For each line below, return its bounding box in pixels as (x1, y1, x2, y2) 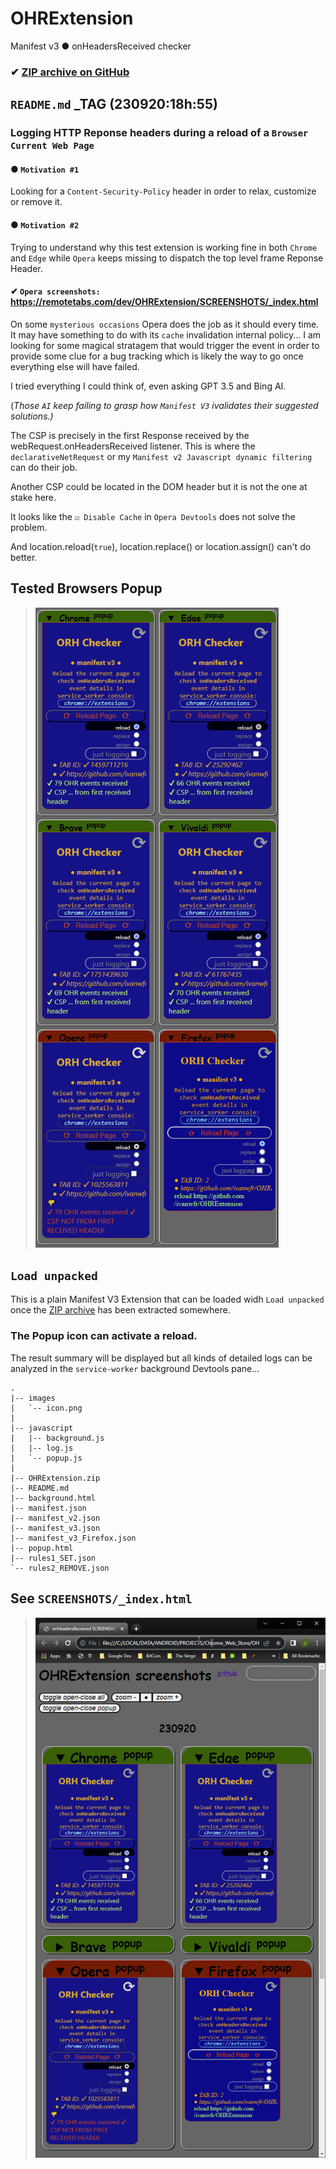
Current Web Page (10, 140, 95, 152)
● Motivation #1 (10, 163, 80, 175)
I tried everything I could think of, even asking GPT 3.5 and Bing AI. (10, 380, 287, 392)
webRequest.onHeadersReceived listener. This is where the (10, 440, 256, 452)
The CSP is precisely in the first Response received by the (10, 429, 250, 441)
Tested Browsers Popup (10, 580, 163, 597)
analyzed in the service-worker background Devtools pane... (10, 1362, 260, 1374)
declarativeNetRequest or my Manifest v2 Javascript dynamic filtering (10, 450, 313, 462)
